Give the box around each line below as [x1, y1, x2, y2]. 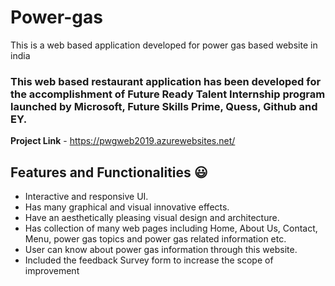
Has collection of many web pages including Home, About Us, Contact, [24, 222, 318, 235]
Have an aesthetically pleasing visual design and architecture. [24, 212, 280, 224]
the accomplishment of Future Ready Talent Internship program [10, 87, 326, 101]
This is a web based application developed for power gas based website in [10, 39, 318, 51]
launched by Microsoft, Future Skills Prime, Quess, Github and [10, 99, 318, 113]
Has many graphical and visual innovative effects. [24, 201, 230, 213]
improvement [24, 265, 80, 277]
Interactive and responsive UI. [24, 191, 149, 203]
